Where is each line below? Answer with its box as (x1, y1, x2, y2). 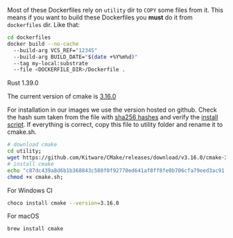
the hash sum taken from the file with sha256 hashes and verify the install (7, 113, 218, 121)
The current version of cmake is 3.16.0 (7, 92, 116, 101)
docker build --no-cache (7, 40, 79, 47)
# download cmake (7, 142, 58, 148)
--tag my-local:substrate (13, 60, 89, 67)
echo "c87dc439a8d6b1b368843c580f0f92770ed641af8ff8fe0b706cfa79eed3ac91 (7, 167, 225, 174)
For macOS (7, 212, 40, 221)
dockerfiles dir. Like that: (7, 21, 80, 28)
